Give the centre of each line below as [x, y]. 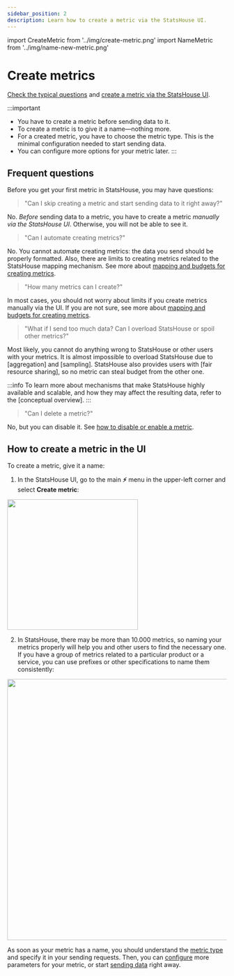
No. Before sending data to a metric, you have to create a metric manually [113, 217]
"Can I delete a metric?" [58, 414]
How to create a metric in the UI [77, 449]
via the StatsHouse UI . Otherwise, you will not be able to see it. [97, 224]
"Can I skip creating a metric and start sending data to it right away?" [123, 203]
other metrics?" [47, 336]
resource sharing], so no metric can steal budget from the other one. [106, 372]
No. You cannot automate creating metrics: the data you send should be [110, 251]
